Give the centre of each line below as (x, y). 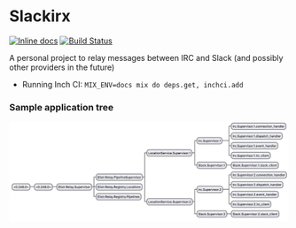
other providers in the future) (62, 67)
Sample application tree (62, 107)
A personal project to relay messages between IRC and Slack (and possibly (146, 57)
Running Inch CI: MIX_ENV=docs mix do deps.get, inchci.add (132, 84)
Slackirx (40, 16)
